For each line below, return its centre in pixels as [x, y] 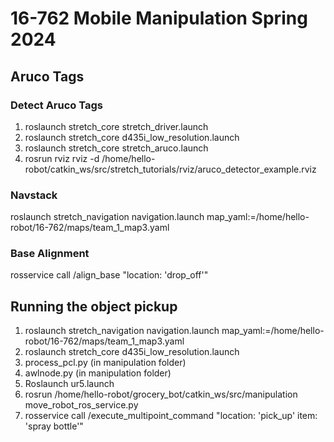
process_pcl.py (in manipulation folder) [105, 363]
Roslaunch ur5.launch [69, 384]
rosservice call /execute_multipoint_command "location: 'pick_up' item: [171, 416]
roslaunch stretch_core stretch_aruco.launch [116, 148]
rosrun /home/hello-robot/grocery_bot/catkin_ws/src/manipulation [161, 394]
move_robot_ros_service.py [81, 405]
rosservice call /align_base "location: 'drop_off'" [109, 275]
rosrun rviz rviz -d [62, 158]
